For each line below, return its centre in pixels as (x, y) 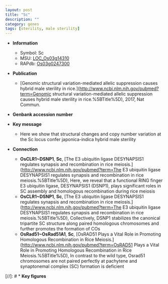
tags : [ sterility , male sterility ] (43, 29)
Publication (25, 73)
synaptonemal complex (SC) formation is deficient (72, 266)
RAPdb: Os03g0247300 (45, 64)
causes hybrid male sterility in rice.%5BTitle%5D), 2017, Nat (82, 100)
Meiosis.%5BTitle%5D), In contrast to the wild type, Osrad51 (82, 256)
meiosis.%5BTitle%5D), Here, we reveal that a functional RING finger (91, 180)
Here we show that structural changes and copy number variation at (91, 134)
